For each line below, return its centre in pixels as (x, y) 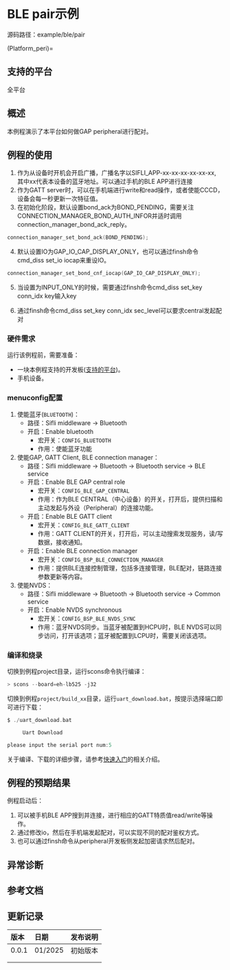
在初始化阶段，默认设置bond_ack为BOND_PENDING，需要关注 (105, 207)
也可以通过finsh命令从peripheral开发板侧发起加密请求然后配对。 (108, 841)
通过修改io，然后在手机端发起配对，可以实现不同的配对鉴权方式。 (110, 833)
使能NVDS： (35, 585)
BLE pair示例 (43, 14)
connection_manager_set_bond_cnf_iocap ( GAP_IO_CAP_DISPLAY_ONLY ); (104, 274)
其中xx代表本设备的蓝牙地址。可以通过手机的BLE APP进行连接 (105, 182)
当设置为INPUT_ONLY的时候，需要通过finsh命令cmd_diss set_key (110, 287)
